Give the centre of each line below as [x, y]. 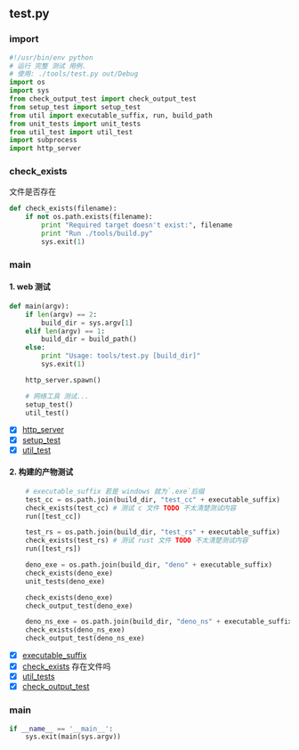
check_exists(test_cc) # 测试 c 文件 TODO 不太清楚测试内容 [131, 508]
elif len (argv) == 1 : [65, 331]
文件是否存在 [32, 192]
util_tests [38, 677]
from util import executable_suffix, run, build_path [111, 115]
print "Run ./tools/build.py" [97, 234]
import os [28, 83]
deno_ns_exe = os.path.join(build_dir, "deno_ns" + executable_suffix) [161, 622]
